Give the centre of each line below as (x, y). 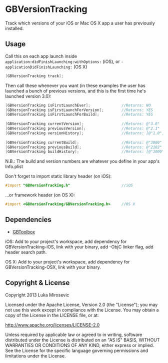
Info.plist (14, 166)
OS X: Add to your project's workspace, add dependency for (67, 261)
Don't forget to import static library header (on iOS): (58, 176)
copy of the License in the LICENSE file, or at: (52, 315)
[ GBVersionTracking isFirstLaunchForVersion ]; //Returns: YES (79, 110)
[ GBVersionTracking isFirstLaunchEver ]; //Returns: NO (78, 105)
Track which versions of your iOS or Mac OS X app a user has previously (80, 23)
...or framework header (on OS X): (40, 195)
